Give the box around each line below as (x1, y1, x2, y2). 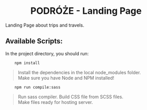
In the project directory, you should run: (5, 50, 89, 56)
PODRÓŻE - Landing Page (30, 5, 142, 17)
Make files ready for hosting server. (17, 99, 93, 105)
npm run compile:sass (14, 84, 60, 90)
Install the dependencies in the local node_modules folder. (17, 69, 141, 75)
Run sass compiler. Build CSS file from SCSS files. (17, 94, 124, 100)
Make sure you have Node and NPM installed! (17, 75, 114, 81)
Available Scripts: (5, 37, 63, 46)
